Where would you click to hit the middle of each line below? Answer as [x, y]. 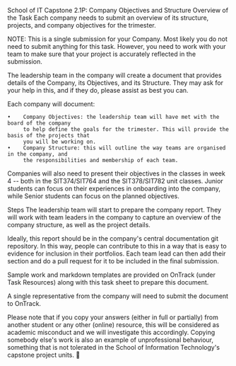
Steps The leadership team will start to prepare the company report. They [114, 210]
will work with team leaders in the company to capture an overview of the [114, 217]
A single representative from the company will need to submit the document [118, 296]
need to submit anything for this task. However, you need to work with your [117, 46]
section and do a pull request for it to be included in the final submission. [113, 261]
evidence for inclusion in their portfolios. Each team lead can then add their [117, 253]
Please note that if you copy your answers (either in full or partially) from [113, 317]
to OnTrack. [24, 303]
